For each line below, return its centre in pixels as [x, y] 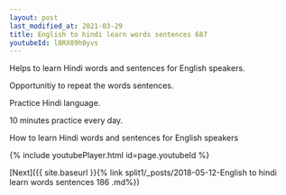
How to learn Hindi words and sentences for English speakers [124, 138]
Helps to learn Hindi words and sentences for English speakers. [127, 68]
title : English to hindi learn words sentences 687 [108, 34]
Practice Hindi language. [55, 103]
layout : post [34, 18]
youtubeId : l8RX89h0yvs [54, 43]
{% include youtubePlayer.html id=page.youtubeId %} [110, 155]
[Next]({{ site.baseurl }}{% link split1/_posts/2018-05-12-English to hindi [143, 173]
